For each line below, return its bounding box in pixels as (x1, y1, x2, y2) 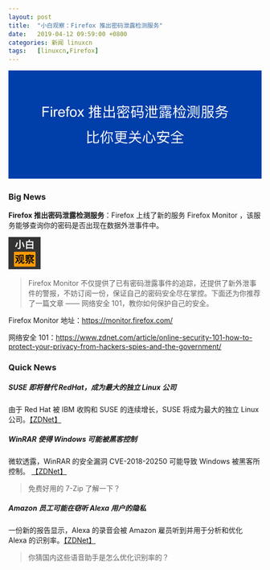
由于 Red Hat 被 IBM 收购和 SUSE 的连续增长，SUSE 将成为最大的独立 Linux (8, 404, 260, 414)
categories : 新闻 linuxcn (8, 39, 92, 47)
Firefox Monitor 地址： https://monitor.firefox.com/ (8, 315, 174, 325)
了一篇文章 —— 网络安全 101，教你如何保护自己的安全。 (27, 298, 214, 308)
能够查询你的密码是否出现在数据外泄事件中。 (14, 220, 163, 229)
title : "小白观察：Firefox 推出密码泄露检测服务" (8, 21, 163, 30)
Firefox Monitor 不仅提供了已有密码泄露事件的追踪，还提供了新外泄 (27, 278, 250, 287)
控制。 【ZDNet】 (8, 466, 67, 476)
